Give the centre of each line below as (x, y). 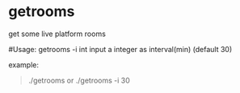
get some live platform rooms (57, 34)
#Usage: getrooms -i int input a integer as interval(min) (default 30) (120, 49)
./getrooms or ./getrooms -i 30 (79, 80)
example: (23, 65)
